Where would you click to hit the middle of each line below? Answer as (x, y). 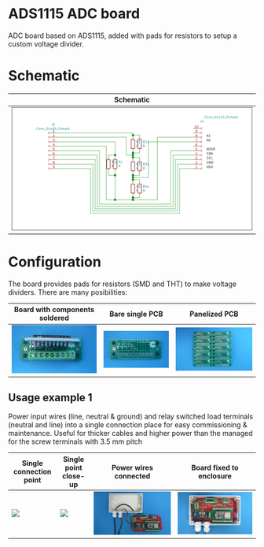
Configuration (55, 262)
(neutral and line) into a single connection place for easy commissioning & (128, 425)
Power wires (132, 467)
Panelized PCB (214, 314)
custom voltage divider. (46, 43)
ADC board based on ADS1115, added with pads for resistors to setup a (123, 35)
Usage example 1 (50, 398)
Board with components (55, 310)
